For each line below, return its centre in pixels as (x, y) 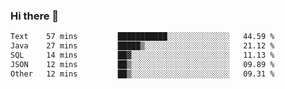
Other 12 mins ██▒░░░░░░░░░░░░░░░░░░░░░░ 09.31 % (142, 74)
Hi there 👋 (35, 16)
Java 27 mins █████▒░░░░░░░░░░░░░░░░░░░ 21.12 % (142, 46)
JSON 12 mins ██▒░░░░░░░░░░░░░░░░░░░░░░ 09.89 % (142, 64)
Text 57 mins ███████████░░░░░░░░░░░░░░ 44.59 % (142, 37)
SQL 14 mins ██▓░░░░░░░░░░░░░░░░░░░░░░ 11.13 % (142, 55)
